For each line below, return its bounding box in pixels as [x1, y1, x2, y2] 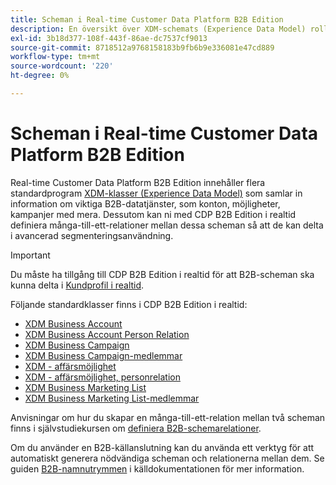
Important [10, 249, 51, 261]
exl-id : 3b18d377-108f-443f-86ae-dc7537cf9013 [10, 33, 208, 43]
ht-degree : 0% [10, 71, 70, 81]
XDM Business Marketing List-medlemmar [24, 392, 200, 404]
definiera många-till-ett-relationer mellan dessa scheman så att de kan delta [10, 219, 324, 231]
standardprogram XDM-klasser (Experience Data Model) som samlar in [10, 187, 303, 199]
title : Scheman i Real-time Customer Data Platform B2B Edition [10, 14, 284, 25]
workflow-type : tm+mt [10, 52, 101, 62]
